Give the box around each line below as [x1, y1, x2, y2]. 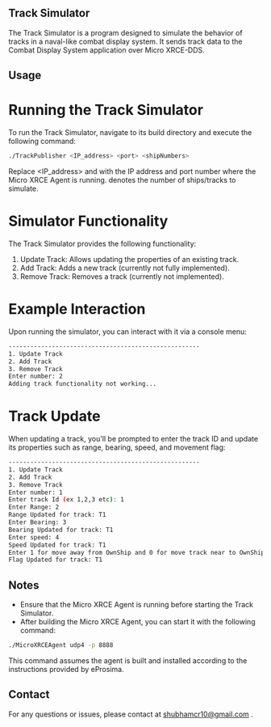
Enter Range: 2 [8, 503, 60, 512]
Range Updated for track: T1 [8, 511, 106, 519]
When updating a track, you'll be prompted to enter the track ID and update [8, 434, 259, 444]
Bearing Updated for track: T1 [8, 526, 114, 534]
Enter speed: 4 [8, 533, 60, 541]
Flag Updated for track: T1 [8, 556, 103, 564]
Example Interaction [8, 300, 146, 319]
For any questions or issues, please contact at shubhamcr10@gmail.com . [8, 709, 254, 719]
